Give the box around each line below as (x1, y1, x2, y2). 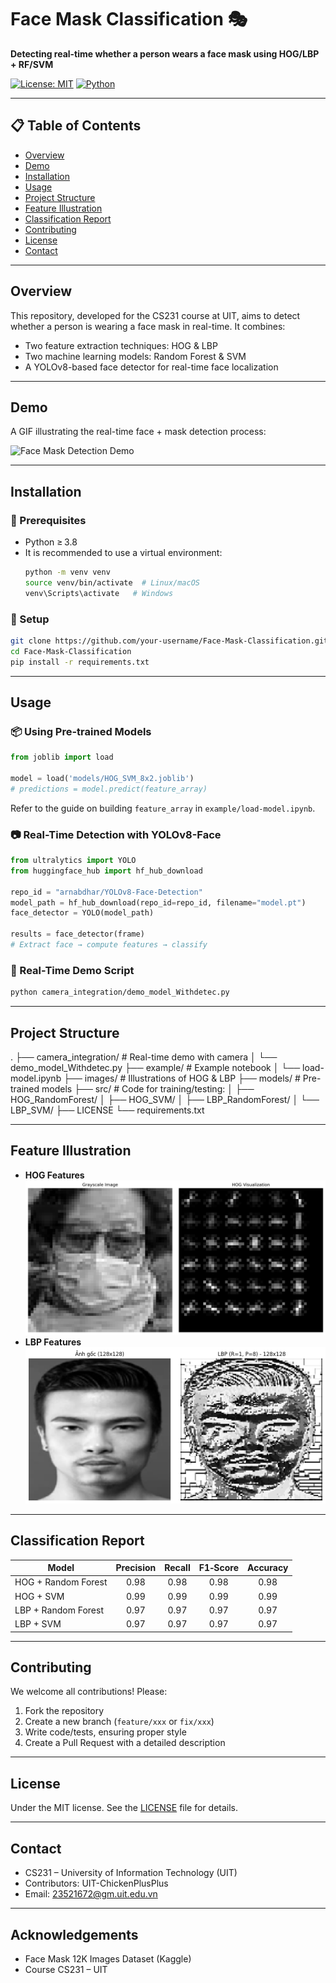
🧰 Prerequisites (10, 513, 87, 527)
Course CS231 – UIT (24, 1963, 108, 1975)
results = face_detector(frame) (10, 929, 145, 940)
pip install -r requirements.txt (10, 657, 150, 667)
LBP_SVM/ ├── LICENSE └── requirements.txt (10, 1104, 205, 1116)
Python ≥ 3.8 (24, 536, 78, 548)
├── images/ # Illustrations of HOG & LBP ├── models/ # (63, 1072, 301, 1084)
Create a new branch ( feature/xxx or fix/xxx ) (24, 1716, 215, 1728)
